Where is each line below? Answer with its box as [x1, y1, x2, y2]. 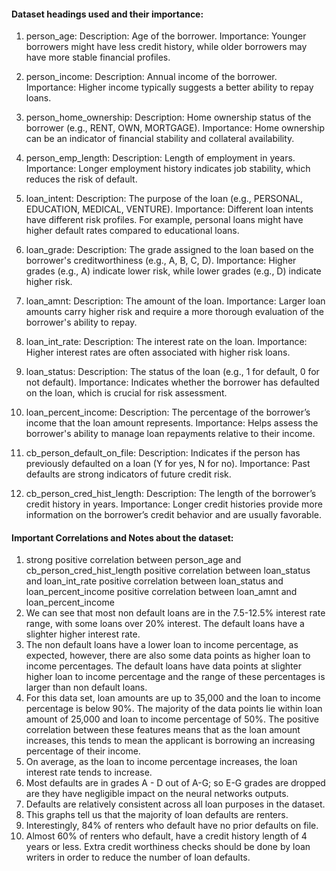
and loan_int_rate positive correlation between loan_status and [25, 575, 284, 587]
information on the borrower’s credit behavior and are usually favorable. [25, 509, 322, 521]
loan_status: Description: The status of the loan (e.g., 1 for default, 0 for [25, 366, 320, 378]
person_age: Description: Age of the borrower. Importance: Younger [25, 30, 307, 42]
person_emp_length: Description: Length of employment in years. [25, 152, 296, 164]
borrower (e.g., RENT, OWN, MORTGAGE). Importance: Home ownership [25, 122, 325, 134]
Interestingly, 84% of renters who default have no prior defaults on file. [25, 820, 319, 832]
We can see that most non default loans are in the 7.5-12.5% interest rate [25, 607, 326, 619]
